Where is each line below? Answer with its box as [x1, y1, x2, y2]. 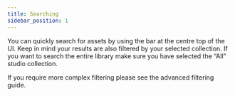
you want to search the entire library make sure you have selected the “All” [7, 51, 226, 60]
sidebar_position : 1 [7, 17, 69, 24]
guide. [7, 80, 26, 89]
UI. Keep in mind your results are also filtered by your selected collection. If [7, 44, 228, 53]
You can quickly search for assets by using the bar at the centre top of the [7, 36, 226, 45]
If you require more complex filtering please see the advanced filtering [7, 73, 214, 82]
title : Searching [7, 10, 59, 18]
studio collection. [7, 59, 58, 68]
